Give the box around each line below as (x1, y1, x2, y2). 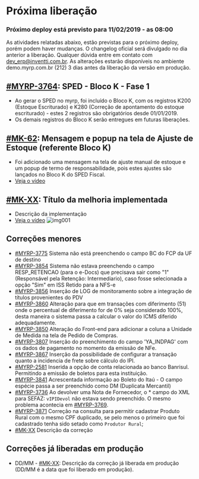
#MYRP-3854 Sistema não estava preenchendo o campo (14, 262, 154, 269)
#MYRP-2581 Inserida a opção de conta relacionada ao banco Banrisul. (14, 363, 189, 370)
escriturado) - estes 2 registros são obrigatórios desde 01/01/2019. (14, 110, 178, 117)
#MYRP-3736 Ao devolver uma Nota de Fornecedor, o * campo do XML (14, 388, 190, 396)
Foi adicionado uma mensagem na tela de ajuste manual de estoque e (14, 159, 186, 166)
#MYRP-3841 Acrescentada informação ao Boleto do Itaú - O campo (14, 376, 183, 383)
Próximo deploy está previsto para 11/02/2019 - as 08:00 (6, 26, 173, 34)
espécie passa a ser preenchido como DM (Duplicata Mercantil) (14, 382, 171, 389)
